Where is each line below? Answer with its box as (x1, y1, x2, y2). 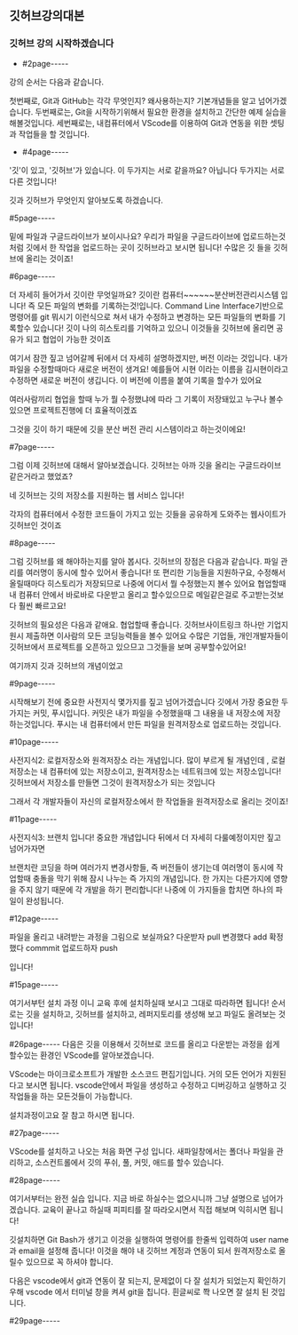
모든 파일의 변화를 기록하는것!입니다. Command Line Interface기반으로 (36, 300, 284, 311)
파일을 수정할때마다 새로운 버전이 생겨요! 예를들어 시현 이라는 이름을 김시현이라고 (9, 364, 289, 374)
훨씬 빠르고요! (18, 600, 67, 611)
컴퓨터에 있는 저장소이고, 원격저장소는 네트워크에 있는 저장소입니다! (49, 765, 282, 776)
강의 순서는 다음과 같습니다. (9, 76, 105, 87)
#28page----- (9, 1174, 60, 1185)
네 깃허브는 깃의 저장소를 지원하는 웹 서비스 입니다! (9, 490, 184, 500)
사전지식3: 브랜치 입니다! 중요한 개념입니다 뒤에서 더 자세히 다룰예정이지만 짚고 (9, 832, 282, 843)
